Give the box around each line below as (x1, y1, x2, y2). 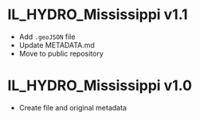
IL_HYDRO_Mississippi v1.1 (7, 6, 188, 24)
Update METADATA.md (18, 40, 95, 49)
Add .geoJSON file (18, 32, 76, 41)
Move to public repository (18, 48, 104, 58)
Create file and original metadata (18, 103, 127, 112)
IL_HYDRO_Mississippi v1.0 (7, 77, 193, 95)
